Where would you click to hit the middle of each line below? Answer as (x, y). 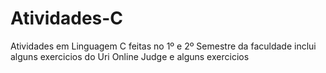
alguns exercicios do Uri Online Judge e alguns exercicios (130, 56)
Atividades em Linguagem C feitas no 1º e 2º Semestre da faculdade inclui (163, 46)
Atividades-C (67, 18)
